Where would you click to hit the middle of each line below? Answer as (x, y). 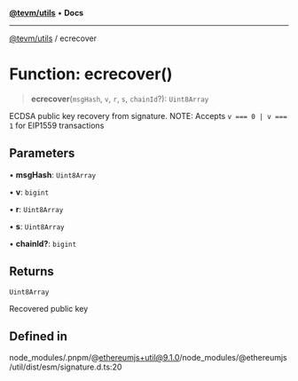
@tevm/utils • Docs (47, 13)
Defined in (39, 336)
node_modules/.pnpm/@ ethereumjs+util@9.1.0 (94, 358)
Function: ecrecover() (91, 74)
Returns (32, 271)
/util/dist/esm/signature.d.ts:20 (66, 367)
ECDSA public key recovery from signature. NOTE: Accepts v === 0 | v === (149, 115)
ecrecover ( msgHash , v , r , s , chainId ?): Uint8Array (120, 99)
